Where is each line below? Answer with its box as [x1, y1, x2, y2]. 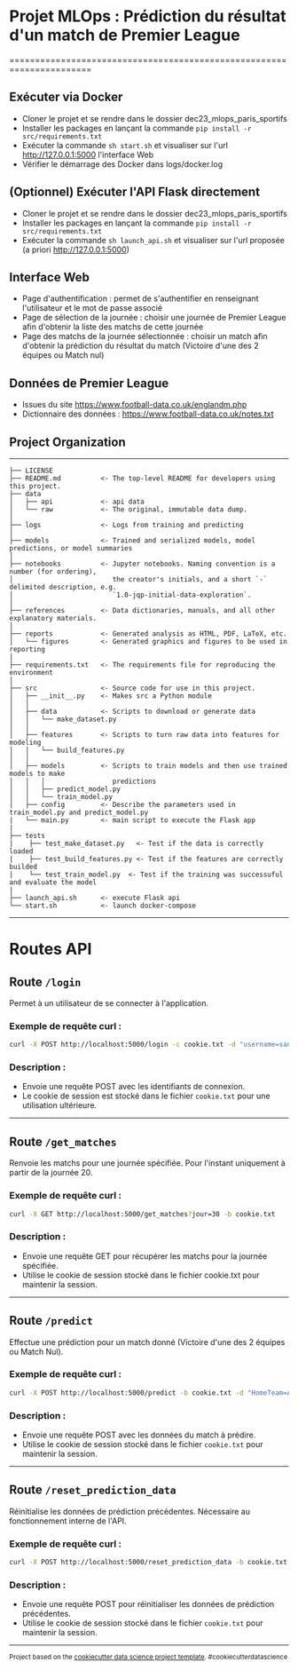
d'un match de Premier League [9, 25, 241, 45]
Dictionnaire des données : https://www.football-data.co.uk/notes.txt [21, 408, 274, 419]
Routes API [9, 939, 92, 960]
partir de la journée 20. [9, 1167, 93, 1178]
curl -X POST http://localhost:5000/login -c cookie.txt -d [9, 1041, 237, 1049]
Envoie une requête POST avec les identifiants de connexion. [21, 1081, 246, 1092]
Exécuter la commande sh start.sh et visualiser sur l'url [21, 139, 229, 150]
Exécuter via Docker [9, 90, 123, 105]
